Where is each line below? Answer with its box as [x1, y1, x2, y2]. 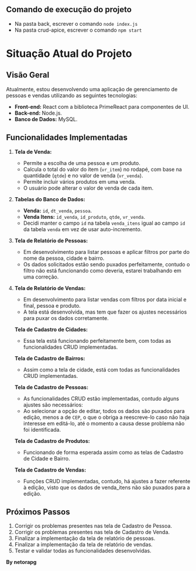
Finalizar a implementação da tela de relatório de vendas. [14, 541, 153, 548]
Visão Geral [6, 70, 50, 80]
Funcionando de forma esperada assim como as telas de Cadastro [23, 449, 184, 456]
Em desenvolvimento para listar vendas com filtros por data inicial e [23, 295, 187, 303]
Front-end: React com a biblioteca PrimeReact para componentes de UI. [14, 103, 190, 110]
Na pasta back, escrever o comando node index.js [14, 20, 138, 27]
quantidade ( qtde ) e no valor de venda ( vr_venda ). [23, 172, 143, 179]
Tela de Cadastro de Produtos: [14, 437, 90, 444]
